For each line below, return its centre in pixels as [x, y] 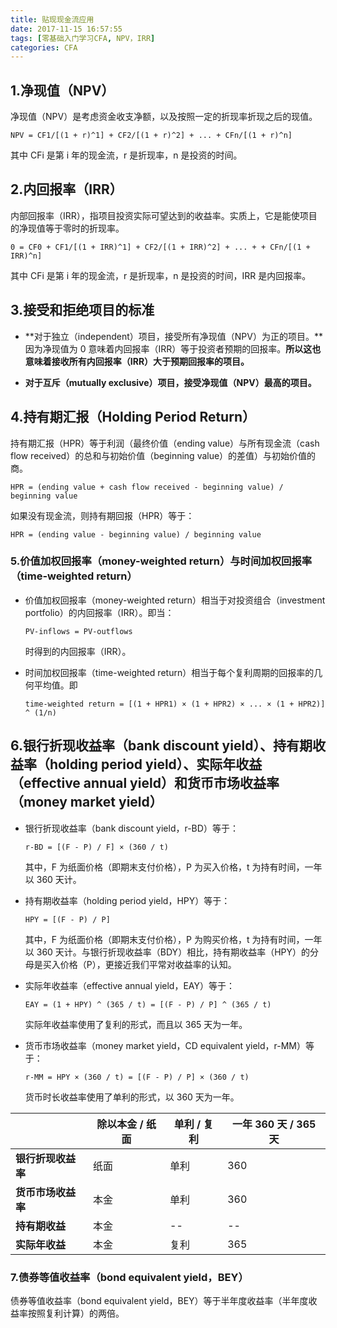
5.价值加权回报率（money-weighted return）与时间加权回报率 [161, 561]
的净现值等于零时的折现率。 [67, 228]
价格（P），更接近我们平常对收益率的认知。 [148, 964]
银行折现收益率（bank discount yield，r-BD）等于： [131, 828]
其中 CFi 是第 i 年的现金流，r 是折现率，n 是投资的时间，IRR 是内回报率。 [161, 275]
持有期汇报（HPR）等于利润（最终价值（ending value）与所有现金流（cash [165, 443]
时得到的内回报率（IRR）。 [78, 651]
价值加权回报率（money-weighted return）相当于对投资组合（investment [175, 600]
